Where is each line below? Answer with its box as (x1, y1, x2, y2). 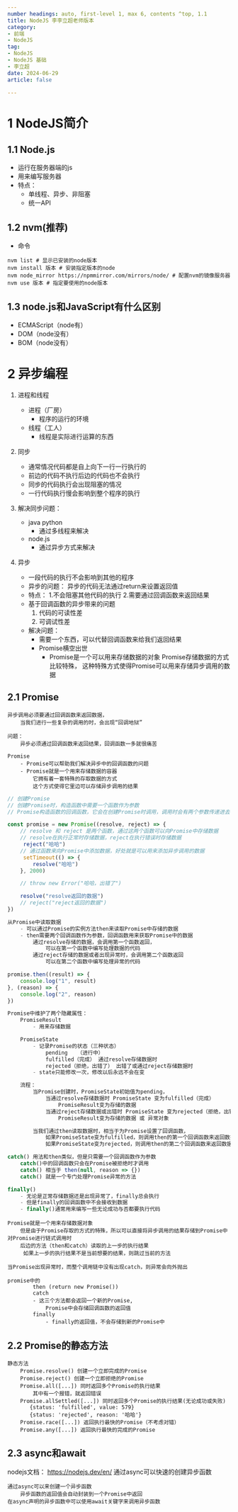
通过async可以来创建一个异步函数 (7, 1483, 92, 1490)
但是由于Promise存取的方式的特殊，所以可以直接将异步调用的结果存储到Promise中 (20, 1227, 228, 1234)
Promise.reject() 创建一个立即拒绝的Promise (20, 1375, 144, 1382)
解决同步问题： (17, 504, 62, 512)
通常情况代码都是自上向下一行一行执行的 (28, 462, 147, 471)
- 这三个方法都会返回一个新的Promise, (33, 1297, 133, 1304)
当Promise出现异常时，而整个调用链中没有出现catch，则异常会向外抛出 (7, 1263, 188, 1271)
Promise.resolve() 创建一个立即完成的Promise (20, 1368, 147, 1375)
